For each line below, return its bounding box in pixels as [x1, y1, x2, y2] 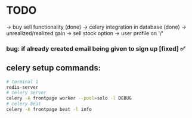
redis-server [6, 84, 39, 90]
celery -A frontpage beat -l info [6, 107, 92, 113]
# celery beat [6, 101, 42, 107]
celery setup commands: [6, 63, 101, 73]
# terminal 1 [6, 79, 39, 85]
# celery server [6, 90, 47, 96]
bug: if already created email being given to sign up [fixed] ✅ [6, 44, 186, 52]
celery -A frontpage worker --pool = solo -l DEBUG [6, 95, 132, 101]
